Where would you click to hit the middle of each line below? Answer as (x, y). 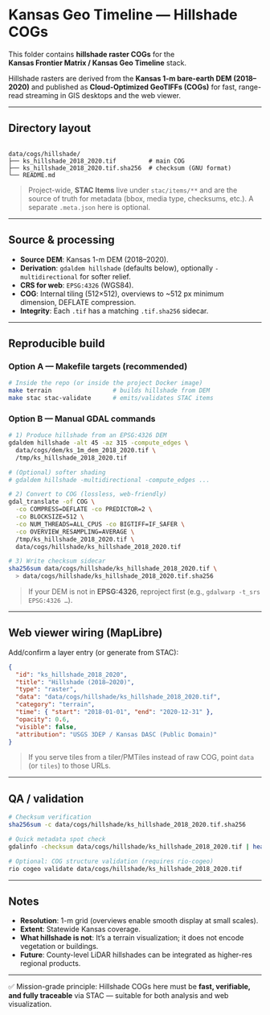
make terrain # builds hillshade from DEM (109, 391)
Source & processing (61, 240)
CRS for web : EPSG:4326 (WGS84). (77, 285)
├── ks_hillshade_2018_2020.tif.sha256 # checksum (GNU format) (120, 168)
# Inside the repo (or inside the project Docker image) (106, 383)
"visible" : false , (47, 727)
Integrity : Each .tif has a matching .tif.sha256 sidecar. (114, 311)
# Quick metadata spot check (57, 840)
